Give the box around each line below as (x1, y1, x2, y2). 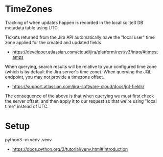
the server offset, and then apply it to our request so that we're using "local (5, 98, 157, 104)
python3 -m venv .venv (5, 136, 52, 142)
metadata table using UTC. (5, 24, 59, 30)
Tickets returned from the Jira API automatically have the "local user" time (5, 34, 155, 40)
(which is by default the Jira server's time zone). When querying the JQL (5, 68, 152, 74)
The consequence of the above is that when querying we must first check (5, 93, 154, 99)
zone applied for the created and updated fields (5, 39, 101, 45)
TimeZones (5, 3, 53, 15)
